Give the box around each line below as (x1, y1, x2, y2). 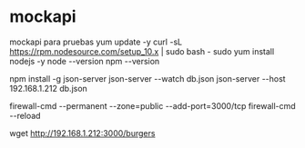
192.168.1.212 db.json (9, 83, 88, 94)
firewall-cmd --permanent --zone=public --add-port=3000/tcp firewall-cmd (9, 100, 296, 111)
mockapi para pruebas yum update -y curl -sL (9, 36, 183, 47)
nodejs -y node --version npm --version (9, 55, 160, 66)
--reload (9, 110, 41, 121)
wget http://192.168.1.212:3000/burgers (9, 127, 156, 138)
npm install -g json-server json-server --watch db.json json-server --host (9, 73, 286, 84)
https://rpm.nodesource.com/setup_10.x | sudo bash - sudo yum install (9, 45, 275, 56)
